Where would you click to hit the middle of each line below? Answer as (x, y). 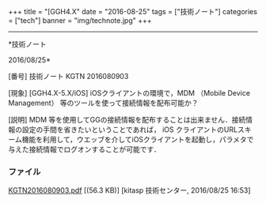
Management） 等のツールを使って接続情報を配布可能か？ (103, 103)
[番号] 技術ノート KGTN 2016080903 (68, 76)
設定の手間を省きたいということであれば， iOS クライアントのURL (130, 130)
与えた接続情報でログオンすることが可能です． (84, 149)
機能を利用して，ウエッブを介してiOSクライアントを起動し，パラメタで (138, 139)
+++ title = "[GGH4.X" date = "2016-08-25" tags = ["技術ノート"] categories (133, 11)
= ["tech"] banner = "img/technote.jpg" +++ (80, 21)
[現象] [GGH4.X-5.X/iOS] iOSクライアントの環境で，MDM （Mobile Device (129, 93)
